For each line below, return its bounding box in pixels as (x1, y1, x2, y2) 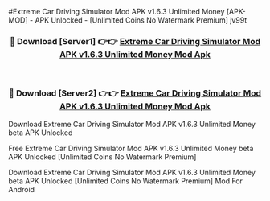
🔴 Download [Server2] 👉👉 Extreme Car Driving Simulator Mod (8, 88, 262, 99)
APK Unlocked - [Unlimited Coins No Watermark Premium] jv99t (35, 15, 247, 25)
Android (8, 184, 35, 194)
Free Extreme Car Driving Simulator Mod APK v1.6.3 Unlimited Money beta (8, 143, 254, 153)
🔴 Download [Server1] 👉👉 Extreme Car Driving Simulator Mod (9, 35, 261, 47)
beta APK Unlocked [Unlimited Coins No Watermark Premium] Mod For (8, 176, 243, 186)
